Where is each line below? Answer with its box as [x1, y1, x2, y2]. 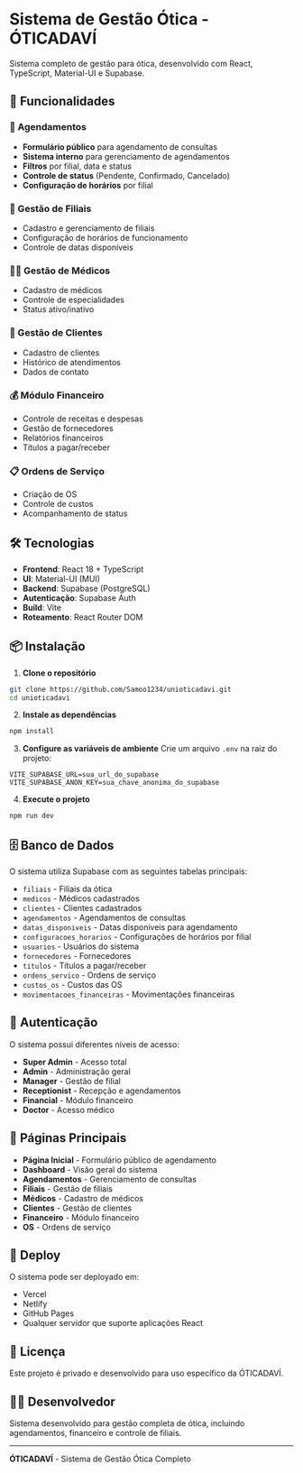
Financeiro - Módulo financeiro [22, 1211, 140, 1222]
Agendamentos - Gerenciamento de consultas [22, 1174, 197, 1184]
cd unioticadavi [9, 693, 70, 703]
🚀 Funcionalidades [9, 94, 115, 109]
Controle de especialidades [22, 294, 124, 306]
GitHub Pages [22, 1308, 75, 1319]
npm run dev [9, 812, 54, 821]
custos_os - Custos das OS [22, 980, 124, 990]
